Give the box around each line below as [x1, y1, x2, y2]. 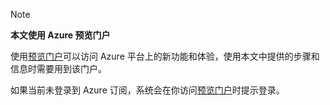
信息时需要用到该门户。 [10, 63, 107, 74]
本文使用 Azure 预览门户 [10, 29, 111, 41]
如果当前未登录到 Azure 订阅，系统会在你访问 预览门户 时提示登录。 [10, 84, 285, 96]
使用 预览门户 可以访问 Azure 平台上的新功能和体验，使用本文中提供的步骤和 [10, 50, 320, 62]
